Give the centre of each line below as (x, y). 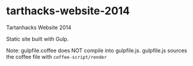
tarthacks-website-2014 (68, 11)
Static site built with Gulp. (38, 39)
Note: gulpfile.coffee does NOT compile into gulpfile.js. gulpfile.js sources (97, 50)
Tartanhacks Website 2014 (39, 27)
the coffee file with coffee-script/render (57, 56)
